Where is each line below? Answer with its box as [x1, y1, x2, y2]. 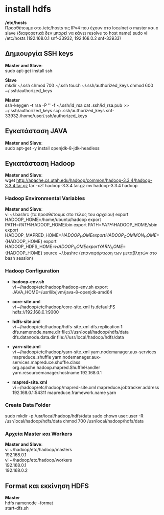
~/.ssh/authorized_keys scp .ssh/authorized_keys [5, 107, 105, 113]
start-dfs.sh [5, 505, 29, 511]
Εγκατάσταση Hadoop [5, 159, 75, 168]
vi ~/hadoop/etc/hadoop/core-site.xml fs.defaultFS [12, 304, 116, 310]
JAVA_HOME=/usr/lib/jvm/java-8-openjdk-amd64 [12, 289, 113, 295]
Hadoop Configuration [5, 268, 60, 274]
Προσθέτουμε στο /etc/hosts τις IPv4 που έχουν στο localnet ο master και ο [5, 25, 159, 30]
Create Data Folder [5, 402, 51, 409]
